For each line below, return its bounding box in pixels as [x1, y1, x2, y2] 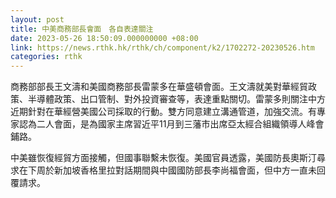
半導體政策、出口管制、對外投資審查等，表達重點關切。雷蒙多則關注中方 [27, 93, 326, 105]
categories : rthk [10, 52, 83, 62]
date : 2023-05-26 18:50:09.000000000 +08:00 [10, 33, 199, 43]
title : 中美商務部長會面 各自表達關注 [10, 24, 154, 34]
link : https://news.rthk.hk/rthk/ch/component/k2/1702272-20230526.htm [10, 42, 315, 53]
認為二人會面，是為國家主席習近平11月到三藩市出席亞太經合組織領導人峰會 [18, 118, 325, 130]
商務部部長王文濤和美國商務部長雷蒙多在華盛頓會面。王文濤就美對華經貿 [10, 81, 308, 93]
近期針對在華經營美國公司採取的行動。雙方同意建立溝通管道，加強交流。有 [10, 106, 317, 118]
